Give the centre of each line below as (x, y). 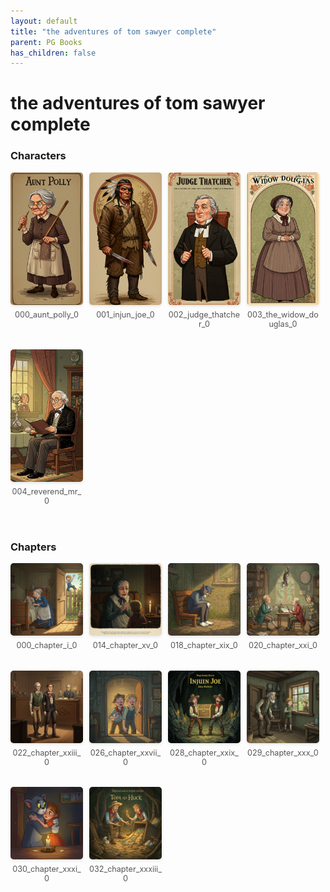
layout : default (44, 21)
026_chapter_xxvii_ (125, 752)
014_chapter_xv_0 (125, 645)
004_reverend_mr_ (46, 491)
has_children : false (53, 53)
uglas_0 (283, 324)
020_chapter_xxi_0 (283, 645)
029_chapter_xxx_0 (283, 752)
